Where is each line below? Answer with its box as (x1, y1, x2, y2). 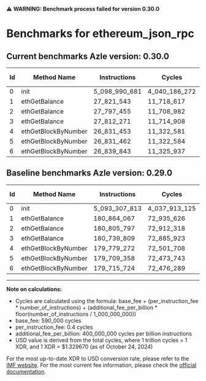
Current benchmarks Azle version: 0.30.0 (6, 51, 170, 61)
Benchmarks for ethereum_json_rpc (6, 27, 194, 40)
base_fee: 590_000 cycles (15, 317, 82, 324)
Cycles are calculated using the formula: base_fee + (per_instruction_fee (15, 297, 199, 304)
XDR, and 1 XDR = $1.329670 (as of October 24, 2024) (15, 343, 153, 350)
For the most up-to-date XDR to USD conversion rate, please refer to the (6, 355, 189, 362)
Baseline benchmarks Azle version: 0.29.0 (6, 168, 173, 179)
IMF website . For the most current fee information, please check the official (6, 361, 197, 369)
